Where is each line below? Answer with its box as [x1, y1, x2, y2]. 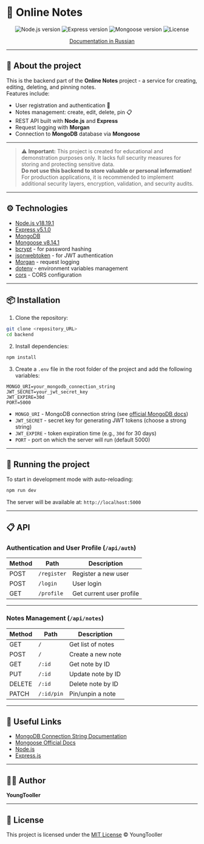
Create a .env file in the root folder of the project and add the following [15, 365, 192, 373]
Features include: [6, 89, 50, 97]
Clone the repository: [15, 314, 69, 322]
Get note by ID [69, 660, 110, 668]
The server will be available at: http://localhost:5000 [6, 498, 141, 505]
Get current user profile [72, 589, 140, 598]
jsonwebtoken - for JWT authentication [15, 252, 114, 259]
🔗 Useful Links [6, 717, 62, 727]
